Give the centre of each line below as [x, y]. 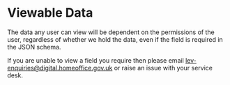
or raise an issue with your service [163, 68]
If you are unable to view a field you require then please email [96, 60]
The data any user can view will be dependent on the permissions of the [111, 32]
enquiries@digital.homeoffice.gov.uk [60, 68]
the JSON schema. [34, 47]
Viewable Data [50, 13]
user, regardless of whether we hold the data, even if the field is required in [115, 39]
